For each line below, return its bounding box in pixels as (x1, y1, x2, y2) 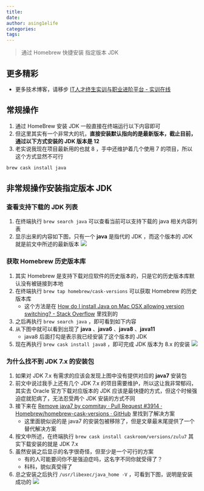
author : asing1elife (6, 20, 59, 26)
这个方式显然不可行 (15, 152, 64, 160)
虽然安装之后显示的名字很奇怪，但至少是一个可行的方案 (15, 447, 154, 455)
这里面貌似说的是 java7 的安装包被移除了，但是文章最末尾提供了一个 (24, 417, 195, 425)
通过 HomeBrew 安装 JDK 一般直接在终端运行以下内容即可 (15, 122, 161, 129)
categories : (6, 25, 36, 32)
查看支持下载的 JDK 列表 (6, 203, 78, 211)
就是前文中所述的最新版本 (15, 240, 80, 248)
